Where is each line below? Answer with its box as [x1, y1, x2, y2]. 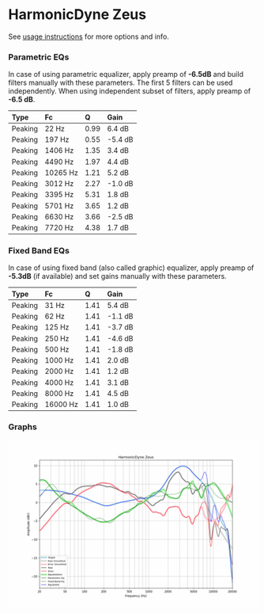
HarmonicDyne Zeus [8, 6, 147, 24]
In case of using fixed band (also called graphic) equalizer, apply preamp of [8, 263, 255, 272]
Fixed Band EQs [8, 245, 70, 256]
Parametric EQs [8, 51, 70, 63]
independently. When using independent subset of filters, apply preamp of [8, 86, 251, 96]
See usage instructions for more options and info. [8, 32, 170, 41]
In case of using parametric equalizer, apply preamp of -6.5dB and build [8, 70, 243, 79]
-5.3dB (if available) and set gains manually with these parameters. [8, 272, 227, 281]
